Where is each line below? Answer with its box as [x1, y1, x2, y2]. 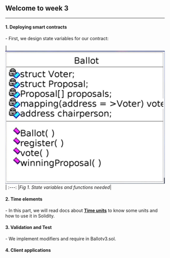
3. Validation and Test [5, 224, 52, 231]
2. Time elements [5, 196, 43, 202]
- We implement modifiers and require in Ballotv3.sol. [5, 236, 116, 242]
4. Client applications [5, 247, 51, 253]
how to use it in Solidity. [5, 213, 55, 219]
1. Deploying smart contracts [5, 24, 67, 30]
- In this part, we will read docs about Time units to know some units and [5, 207, 158, 213]
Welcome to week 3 [5, 4, 69, 13]
